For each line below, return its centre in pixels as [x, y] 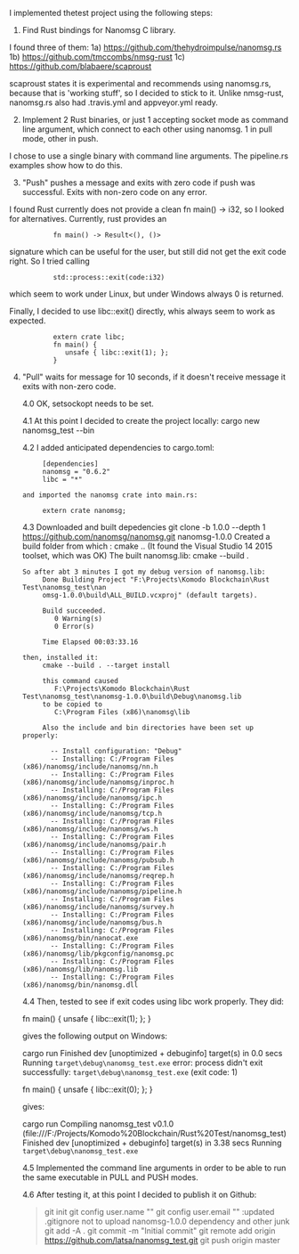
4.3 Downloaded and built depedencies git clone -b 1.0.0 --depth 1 [144, 527]
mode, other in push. [60, 138]
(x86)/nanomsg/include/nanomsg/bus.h [92, 923]
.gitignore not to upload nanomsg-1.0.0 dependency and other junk [167, 1221]
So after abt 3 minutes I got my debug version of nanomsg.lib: [144, 572]
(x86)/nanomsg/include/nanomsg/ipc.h [92, 798]
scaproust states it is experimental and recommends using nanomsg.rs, [140, 83]
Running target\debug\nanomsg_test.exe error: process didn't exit [142, 1063]
